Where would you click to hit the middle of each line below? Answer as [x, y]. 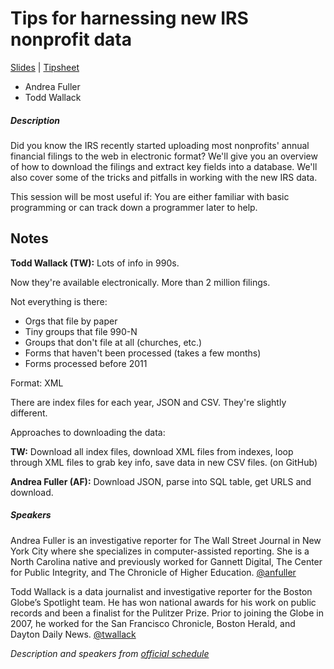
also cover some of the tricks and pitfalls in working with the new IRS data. [164, 177]
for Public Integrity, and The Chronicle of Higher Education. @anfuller [153, 572]
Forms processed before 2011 [86, 363]
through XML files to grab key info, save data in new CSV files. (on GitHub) [164, 462]
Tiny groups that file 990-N [81, 331]
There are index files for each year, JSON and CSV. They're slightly [148, 402]
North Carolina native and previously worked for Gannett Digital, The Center [166, 561]
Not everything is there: [59, 301]
